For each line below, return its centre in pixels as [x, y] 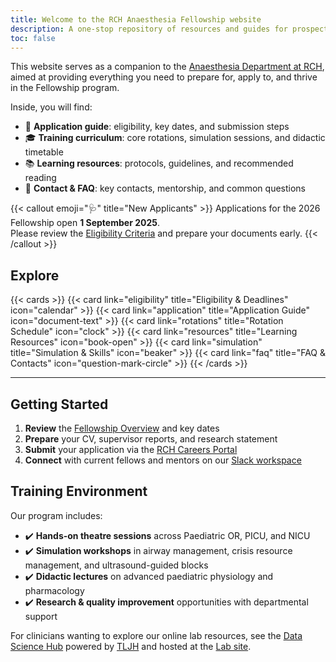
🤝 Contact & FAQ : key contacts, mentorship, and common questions [165, 188]
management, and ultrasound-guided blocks [116, 565]
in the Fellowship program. [65, 88]
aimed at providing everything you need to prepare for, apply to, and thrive [164, 77]
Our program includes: [56, 515]
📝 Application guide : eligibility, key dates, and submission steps [157, 127]
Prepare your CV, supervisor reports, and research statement [151, 439]
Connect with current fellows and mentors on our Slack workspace [163, 460]
